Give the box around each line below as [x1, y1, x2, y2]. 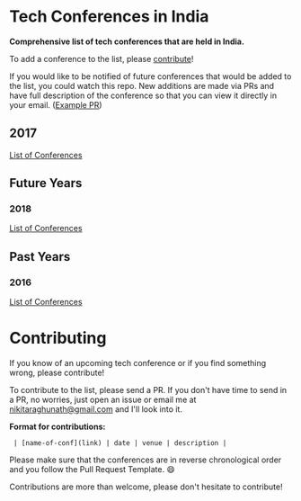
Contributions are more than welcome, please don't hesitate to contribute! [9, 481, 283, 492]
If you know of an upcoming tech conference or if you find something [9, 358, 267, 369]
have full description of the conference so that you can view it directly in [9, 90, 278, 101]
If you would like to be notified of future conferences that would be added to [9, 70, 292, 82]
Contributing [9, 328, 107, 348]
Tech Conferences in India [9, 6, 209, 27]
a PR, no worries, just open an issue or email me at [9, 394, 197, 406]
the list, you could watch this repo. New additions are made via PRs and [9, 80, 275, 91]
